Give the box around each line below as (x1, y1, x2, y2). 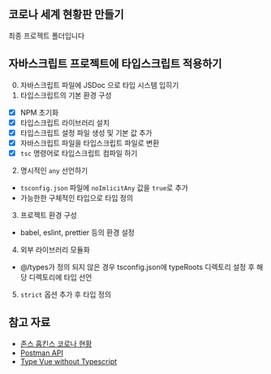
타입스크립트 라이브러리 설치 (19, 117, 110, 128)
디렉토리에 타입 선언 (28, 272, 92, 282)
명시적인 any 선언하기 (19, 165, 88, 175)
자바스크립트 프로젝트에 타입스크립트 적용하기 (8, 57, 222, 71)
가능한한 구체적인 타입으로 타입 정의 (19, 193, 134, 202)
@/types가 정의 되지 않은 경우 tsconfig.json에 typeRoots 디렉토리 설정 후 (19, 262, 256, 272)
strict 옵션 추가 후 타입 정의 (19, 289, 112, 299)
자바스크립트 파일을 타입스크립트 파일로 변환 (19, 137, 160, 148)
